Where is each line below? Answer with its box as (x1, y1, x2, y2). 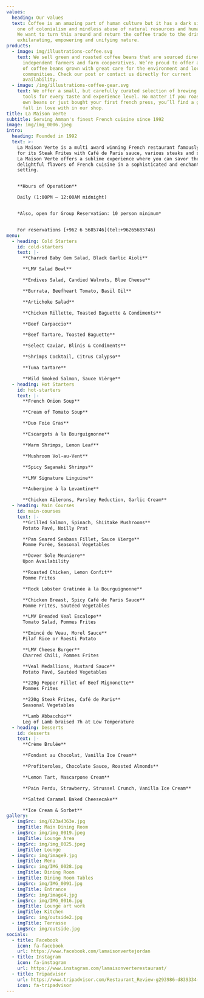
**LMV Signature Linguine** (22, 475, 94, 481)
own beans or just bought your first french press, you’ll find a (22, 99, 194, 105)
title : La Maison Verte (6, 111, 67, 117)
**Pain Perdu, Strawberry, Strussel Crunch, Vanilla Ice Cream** (22, 785, 191, 791)
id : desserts (17, 730, 50, 736)
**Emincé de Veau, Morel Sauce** (22, 630, 107, 637)
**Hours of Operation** (17, 183, 78, 190)
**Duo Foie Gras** (22, 420, 69, 426)
